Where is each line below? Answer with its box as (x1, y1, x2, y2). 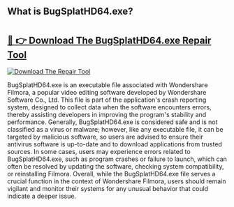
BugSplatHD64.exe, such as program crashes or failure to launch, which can (7, 155, 227, 163)
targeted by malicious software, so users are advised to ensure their (7, 132, 204, 141)
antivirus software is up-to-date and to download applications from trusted (7, 140, 222, 148)
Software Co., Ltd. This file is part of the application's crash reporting (7, 95, 207, 104)
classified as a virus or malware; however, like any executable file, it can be (7, 125, 224, 133)
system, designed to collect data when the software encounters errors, (7, 103, 212, 111)
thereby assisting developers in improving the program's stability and (7, 111, 207, 118)
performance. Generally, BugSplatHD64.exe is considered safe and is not (7, 118, 218, 126)
